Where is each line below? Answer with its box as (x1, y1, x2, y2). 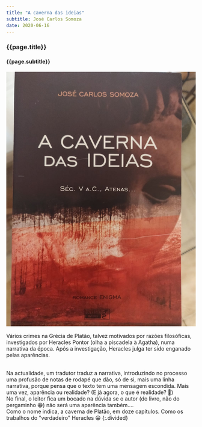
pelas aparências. (6, 351, 50, 358)
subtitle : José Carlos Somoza (6, 16, 82, 22)
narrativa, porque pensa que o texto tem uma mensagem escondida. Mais (6, 382, 189, 389)
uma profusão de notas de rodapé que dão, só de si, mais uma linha (6, 376, 175, 383)
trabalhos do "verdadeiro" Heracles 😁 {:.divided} (6, 414, 128, 421)
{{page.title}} (6, 43, 47, 51)
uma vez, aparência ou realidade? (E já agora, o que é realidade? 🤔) (6, 389, 174, 396)
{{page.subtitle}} (6, 58, 50, 65)
